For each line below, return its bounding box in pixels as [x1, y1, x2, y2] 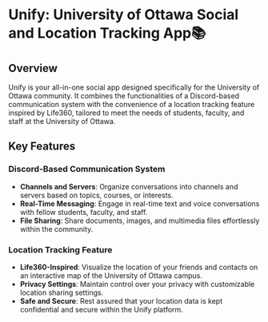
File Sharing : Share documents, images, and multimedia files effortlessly [19, 216, 260, 225]
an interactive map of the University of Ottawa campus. [19, 270, 202, 280]
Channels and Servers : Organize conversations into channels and [19, 181, 238, 191]
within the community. [19, 224, 94, 233]
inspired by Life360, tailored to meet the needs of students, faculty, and [8, 108, 245, 117]
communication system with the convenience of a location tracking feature [8, 100, 255, 109]
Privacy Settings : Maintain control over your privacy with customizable [19, 279, 255, 288]
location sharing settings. [19, 288, 104, 297]
